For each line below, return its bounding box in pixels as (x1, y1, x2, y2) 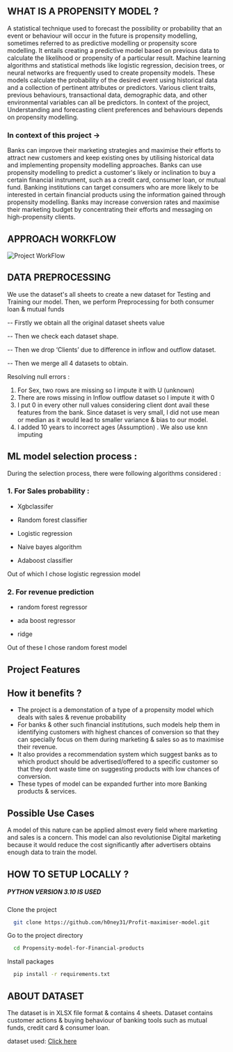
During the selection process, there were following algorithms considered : (7, 469, 221, 477)
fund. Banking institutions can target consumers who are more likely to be (7, 183, 219, 192)
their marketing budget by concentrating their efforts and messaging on (7, 206, 213, 214)
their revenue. (17, 743, 58, 751)
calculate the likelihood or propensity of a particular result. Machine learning (7, 54, 226, 62)
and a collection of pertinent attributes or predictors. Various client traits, (7, 83, 216, 91)
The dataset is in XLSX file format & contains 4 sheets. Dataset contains (7, 1008, 214, 1016)
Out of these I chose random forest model (7, 644, 127, 652)
